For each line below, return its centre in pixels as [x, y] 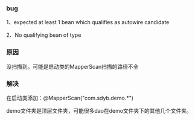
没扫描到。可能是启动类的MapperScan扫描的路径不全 [72, 66]
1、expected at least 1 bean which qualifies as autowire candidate [88, 22]
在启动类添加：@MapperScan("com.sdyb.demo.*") [70, 98]
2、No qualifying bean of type [44, 35]
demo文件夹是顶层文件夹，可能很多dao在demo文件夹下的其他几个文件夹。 [99, 110]
